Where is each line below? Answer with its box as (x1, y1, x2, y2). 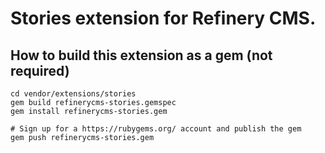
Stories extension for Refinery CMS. (10, 7, 317, 30)
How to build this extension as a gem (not (10, 47, 273, 64)
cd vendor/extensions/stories (10, 89, 137, 99)
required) (10, 62, 70, 79)
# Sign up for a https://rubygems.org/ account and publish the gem (10, 124, 302, 134)
